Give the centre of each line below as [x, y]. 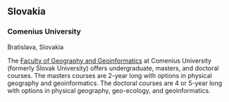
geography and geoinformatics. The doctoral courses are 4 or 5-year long [115, 83]
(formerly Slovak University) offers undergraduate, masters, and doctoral [113, 68]
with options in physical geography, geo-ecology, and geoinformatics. [109, 90]
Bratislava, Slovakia [36, 47]
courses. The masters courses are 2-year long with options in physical [110, 75]
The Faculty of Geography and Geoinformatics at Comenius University [110, 60]
